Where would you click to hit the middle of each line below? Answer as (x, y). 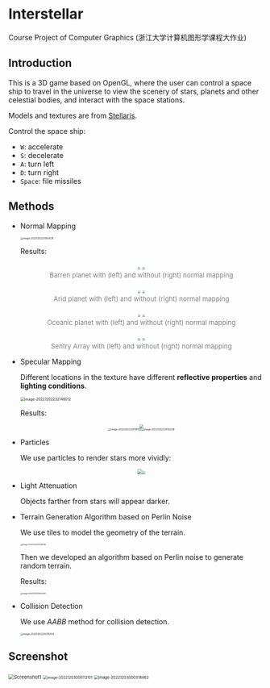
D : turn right (39, 172)
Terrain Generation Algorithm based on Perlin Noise (106, 516)
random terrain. (46, 565)
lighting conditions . (53, 386)
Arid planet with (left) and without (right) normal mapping (141, 298)
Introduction (40, 63)
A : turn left (37, 164)
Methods (31, 206)
